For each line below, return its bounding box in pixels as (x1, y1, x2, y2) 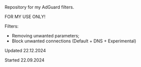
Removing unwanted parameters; (11, 33, 80, 38)
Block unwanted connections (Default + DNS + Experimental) (11, 38, 137, 44)
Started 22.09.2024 (4, 57, 45, 63)
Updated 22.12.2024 (4, 48, 46, 53)
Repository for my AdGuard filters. (4, 4, 74, 10)
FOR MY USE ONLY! (4, 14, 45, 19)
